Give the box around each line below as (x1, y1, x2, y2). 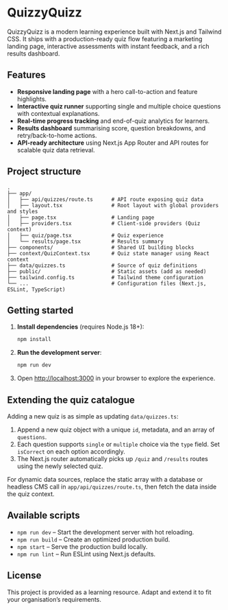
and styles (7, 208, 38, 215)
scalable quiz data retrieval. (16, 145, 95, 154)
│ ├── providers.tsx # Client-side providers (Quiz (7, 220, 201, 227)
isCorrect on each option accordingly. (16, 447, 125, 456)
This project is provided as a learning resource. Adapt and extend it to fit (7, 588, 212, 596)
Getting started (7, 304, 74, 316)
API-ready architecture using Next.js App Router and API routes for (16, 139, 209, 147)
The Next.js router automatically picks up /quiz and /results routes (16, 454, 209, 462)
